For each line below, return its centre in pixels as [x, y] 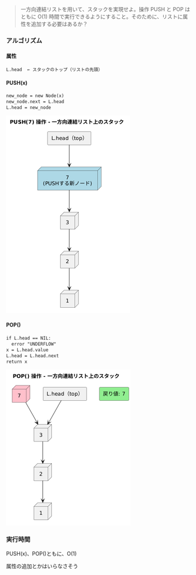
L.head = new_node [29, 108]
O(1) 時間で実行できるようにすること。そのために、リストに [110, 16]
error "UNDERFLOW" [34, 344]
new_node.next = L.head [35, 102]
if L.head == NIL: [29, 338]
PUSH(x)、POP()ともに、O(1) [41, 553]
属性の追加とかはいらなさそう [42, 566]
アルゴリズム [24, 41]
